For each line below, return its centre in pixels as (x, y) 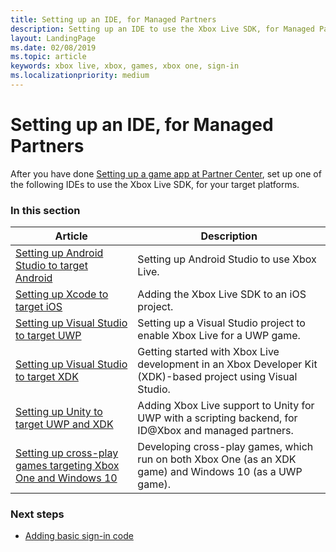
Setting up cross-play (67, 453)
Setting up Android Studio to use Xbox (227, 259)
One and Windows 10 (66, 478)
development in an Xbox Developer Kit (227, 364)
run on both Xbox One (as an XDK (217, 459)
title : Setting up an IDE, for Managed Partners (113, 19)
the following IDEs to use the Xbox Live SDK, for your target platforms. (155, 184)
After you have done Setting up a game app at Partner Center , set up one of (166, 173)
